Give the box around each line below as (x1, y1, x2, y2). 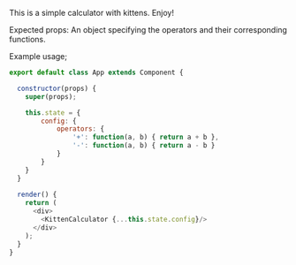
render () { (17, 190, 57, 200)
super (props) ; (25, 92, 77, 101)
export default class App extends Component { (9, 68, 184, 77)
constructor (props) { (17, 84, 97, 93)
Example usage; (9, 51, 68, 61)
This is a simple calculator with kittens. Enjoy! (9, 8, 175, 18)
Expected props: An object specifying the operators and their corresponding (9, 25, 287, 34)
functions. (9, 34, 46, 44)
